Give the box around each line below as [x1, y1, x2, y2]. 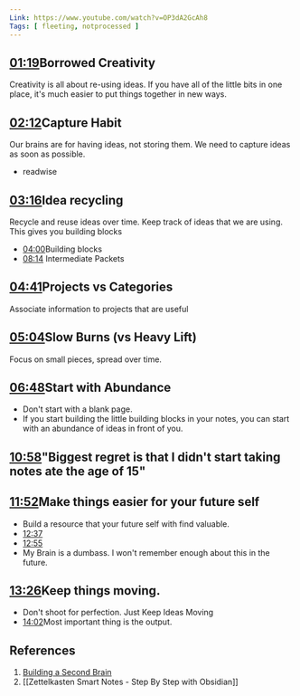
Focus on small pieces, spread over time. [9, 354, 163, 365]
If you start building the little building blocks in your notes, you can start [22, 414, 290, 424]
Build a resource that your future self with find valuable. [22, 518, 230, 529]
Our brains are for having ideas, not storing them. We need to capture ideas [9, 139, 291, 150]
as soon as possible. [9, 148, 86, 159]
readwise [22, 167, 57, 177]
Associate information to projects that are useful [9, 303, 189, 314]
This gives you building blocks [9, 225, 123, 236]
